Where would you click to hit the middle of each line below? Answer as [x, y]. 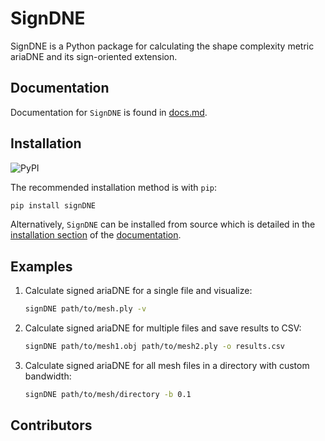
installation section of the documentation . [96, 235]
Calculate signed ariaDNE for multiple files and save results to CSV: [163, 328]
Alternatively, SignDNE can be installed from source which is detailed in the [163, 224]
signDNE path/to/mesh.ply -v [85, 309]
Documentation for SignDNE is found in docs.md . [109, 112]
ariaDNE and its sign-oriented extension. [94, 56]
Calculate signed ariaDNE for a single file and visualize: [138, 291]
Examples [41, 266]
